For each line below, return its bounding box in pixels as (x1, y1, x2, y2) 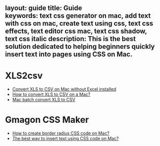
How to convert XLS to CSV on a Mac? (12, 91, 91, 98)
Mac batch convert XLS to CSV (12, 97, 75, 103)
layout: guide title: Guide (5, 4, 82, 12)
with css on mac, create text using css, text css (5, 19, 154, 28)
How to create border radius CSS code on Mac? (12, 130, 110, 136)
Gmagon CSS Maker (5, 114, 89, 125)
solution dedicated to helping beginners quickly (5, 42, 155, 51)
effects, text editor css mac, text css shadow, (5, 27, 147, 36)
